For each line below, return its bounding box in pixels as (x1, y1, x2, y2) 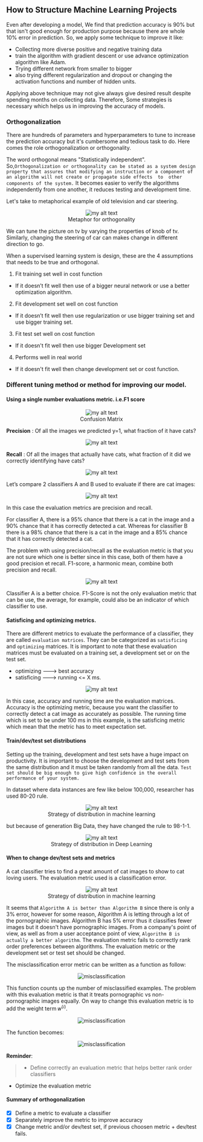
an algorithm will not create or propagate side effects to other (6, 174, 182, 181)
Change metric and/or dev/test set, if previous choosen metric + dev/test (14, 1123, 197, 1130)
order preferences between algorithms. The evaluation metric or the (6, 943, 176, 950)
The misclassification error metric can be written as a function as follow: (6, 961, 186, 968)
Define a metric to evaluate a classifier (14, 1109, 111, 1117)
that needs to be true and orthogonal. (6, 259, 100, 266)
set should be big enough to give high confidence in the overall (6, 770, 177, 776)
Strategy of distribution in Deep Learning (51, 840, 152, 847)
